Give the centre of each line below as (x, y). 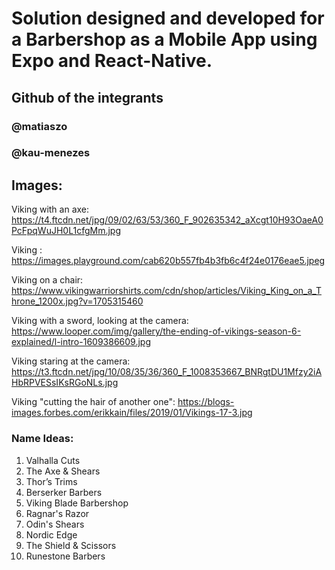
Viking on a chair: (47, 280)
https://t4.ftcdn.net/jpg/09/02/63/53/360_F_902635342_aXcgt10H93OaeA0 (167, 220)
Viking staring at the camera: (71, 361)
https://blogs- (206, 402)
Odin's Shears (55, 524)
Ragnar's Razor (57, 513)
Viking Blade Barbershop (77, 503)
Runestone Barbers (65, 556)
